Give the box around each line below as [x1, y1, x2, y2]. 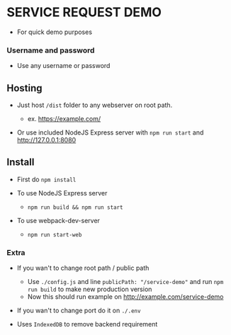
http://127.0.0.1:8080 [16, 136, 77, 144]
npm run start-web [27, 231, 82, 238]
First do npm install [16, 175, 77, 183]
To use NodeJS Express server [16, 188, 108, 197]
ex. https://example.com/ [27, 115, 101, 123]
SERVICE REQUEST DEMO [6, 4, 162, 21]
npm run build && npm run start [27, 203, 123, 211]
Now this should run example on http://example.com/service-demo [27, 293, 224, 301]
